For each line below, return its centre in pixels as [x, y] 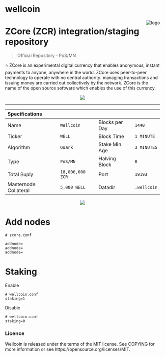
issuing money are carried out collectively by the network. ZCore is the [77, 83]
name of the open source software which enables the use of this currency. [81, 88]
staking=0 [15, 321]
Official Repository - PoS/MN [46, 55]
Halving [107, 159]
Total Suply [20, 174]
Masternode [22, 184]
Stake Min [110, 144]
